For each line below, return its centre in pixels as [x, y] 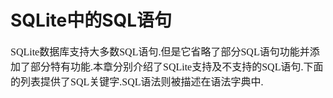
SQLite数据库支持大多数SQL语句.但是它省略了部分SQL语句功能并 [160, 52]
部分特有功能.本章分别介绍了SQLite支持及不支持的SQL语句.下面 [177, 67]
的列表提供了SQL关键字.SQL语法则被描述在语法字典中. [137, 82]
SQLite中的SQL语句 [91, 20]
